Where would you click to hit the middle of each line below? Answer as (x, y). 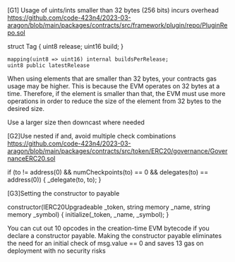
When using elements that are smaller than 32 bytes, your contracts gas (112, 78)
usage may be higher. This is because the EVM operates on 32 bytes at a (114, 86)
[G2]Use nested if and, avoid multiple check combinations (92, 136)
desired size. (26, 108)
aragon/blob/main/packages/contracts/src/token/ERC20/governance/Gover (117, 151)
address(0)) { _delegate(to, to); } (54, 180)
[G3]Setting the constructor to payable (64, 193)
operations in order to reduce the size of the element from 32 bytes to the (114, 101)
